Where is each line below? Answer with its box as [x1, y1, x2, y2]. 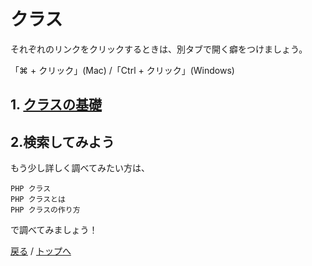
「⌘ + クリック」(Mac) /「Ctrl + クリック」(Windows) [10, 64, 235, 76]
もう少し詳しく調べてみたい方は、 [10, 162, 151, 174]
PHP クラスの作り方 [10, 205, 81, 215]
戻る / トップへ [10, 245, 72, 257]
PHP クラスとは [10, 195, 66, 205]
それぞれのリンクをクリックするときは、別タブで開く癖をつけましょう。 [10, 43, 308, 55]
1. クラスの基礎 [10, 96, 102, 114]
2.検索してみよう [10, 133, 115, 150]
